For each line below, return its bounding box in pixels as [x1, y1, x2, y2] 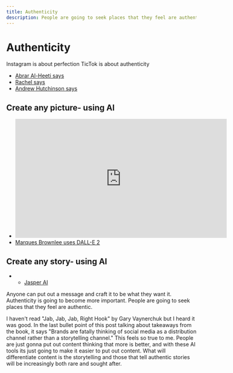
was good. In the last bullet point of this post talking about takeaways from [6, 322, 192, 329]
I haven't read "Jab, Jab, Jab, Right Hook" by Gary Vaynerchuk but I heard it [6, 315, 195, 322]
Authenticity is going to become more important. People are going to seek [6, 297, 190, 304]
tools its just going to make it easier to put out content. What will [6, 347, 166, 354]
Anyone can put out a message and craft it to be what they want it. [6, 291, 172, 298]
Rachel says [14, 79, 45, 86]
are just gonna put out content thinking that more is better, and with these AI [6, 341, 196, 348]
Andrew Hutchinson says [14, 85, 78, 92]
